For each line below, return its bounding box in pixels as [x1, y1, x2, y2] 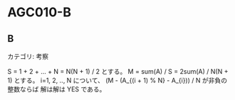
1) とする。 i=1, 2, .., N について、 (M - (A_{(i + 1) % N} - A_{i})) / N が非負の [7, 76, 228, 84]
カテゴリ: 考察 [7, 52, 48, 60]
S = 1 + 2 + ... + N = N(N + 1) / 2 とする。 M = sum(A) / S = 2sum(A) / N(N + [7, 67, 229, 75]
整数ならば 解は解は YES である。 [7, 85, 106, 93]
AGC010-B [7, 4, 71, 21]
